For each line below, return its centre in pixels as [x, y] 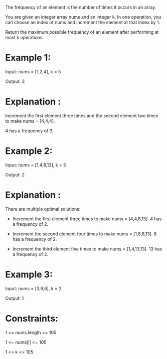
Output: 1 [15, 298]
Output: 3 [15, 81]
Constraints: [32, 318]
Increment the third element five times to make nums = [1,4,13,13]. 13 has [87, 249]
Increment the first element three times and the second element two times [82, 116]
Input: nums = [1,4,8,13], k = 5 [36, 165]
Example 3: [29, 274]
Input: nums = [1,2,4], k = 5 [33, 71]
